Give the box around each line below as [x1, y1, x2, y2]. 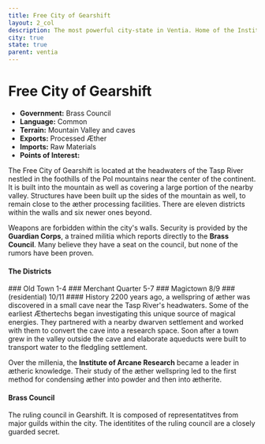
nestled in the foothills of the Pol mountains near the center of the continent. [8, 174, 256, 183]
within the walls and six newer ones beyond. [8, 207, 152, 217]
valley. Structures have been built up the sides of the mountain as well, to [8, 190, 246, 200]
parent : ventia [8, 48, 58, 56]
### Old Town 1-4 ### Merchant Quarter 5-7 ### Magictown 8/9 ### [8, 284, 235, 293]
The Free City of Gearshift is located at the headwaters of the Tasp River [8, 165, 244, 175]
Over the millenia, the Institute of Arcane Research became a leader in [8, 358, 239, 367]
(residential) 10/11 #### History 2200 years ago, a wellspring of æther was [8, 292, 251, 302]
